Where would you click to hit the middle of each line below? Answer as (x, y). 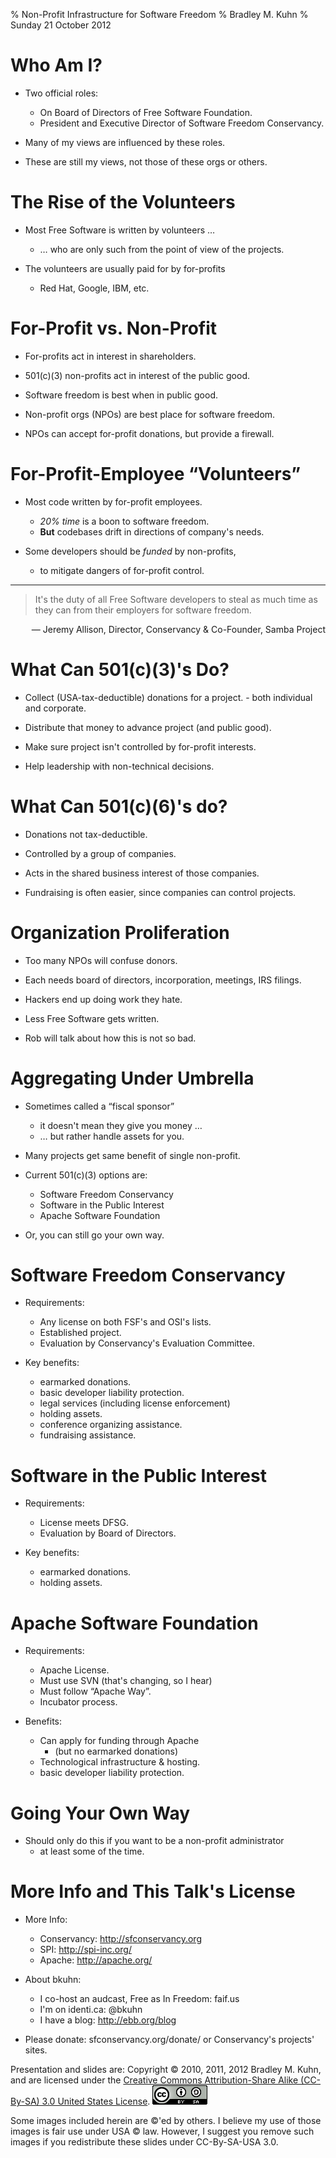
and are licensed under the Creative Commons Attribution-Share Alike (154, 2080)
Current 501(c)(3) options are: (86, 1175)
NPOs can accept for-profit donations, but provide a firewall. (149, 433)
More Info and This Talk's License (153, 1891)
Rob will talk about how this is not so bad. (110, 1038)
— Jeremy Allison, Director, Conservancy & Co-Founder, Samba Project (178, 629)
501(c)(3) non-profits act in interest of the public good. (137, 375)
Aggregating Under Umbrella (132, 1078)
